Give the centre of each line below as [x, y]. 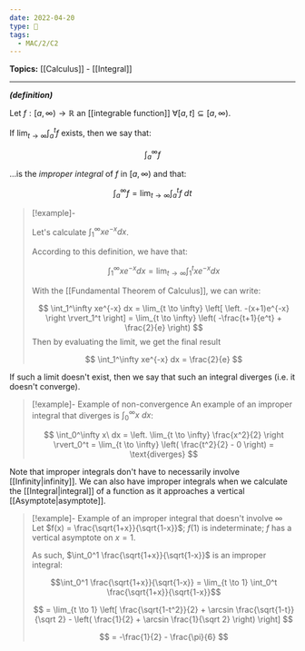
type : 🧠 [24, 26]
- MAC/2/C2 [38, 43]
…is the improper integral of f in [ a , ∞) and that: [98, 174]
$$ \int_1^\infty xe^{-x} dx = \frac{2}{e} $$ [164, 359]
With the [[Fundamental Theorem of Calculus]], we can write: [146, 291]
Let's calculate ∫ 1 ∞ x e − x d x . [80, 232]
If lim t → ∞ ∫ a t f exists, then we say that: [80, 133]
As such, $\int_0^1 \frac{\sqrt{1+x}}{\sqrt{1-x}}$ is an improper [149, 555]
